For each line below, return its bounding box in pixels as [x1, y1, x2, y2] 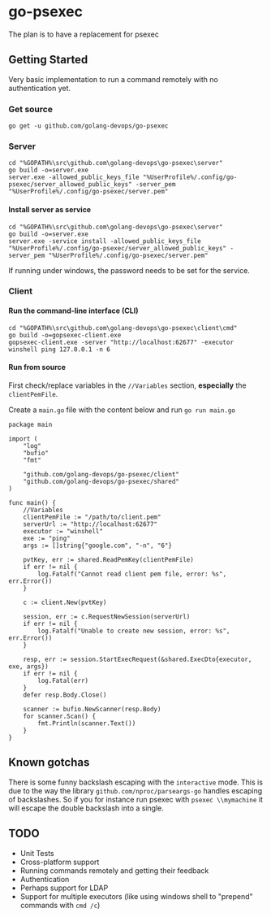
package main [8, 420, 53, 428]
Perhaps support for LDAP [19, 883, 109, 893]
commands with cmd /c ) [19, 900, 101, 910]
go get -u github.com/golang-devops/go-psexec [8, 122, 169, 130]
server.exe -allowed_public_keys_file [8, 173, 140, 181]
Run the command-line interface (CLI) [8, 306, 139, 315]
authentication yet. [8, 83, 71, 93]
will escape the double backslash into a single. [8, 803, 165, 813]
